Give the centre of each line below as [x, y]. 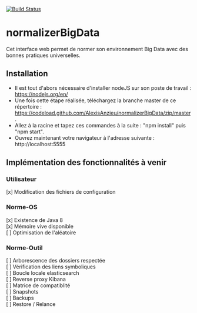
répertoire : [28, 106]
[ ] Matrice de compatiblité [38, 285]
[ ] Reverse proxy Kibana [36, 280]
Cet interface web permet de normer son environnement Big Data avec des [97, 49]
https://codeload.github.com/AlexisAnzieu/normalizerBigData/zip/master [103, 113]
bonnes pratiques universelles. [43, 55]
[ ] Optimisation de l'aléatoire [41, 233]
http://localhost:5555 [40, 144]
